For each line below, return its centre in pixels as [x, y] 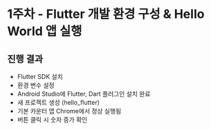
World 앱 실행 [45, 31]
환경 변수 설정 [36, 85]
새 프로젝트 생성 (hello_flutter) [58, 102]
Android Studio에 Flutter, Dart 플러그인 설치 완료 [84, 94]
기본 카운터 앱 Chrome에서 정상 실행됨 [69, 111]
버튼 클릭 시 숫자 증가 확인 [52, 120]
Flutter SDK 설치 [40, 77]
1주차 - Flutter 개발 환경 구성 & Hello [106, 14]
